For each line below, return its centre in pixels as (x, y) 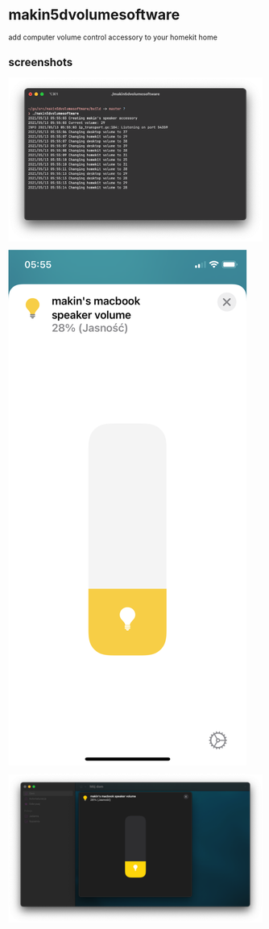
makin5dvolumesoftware (94, 15)
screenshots (41, 62)
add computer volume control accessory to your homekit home (113, 37)
